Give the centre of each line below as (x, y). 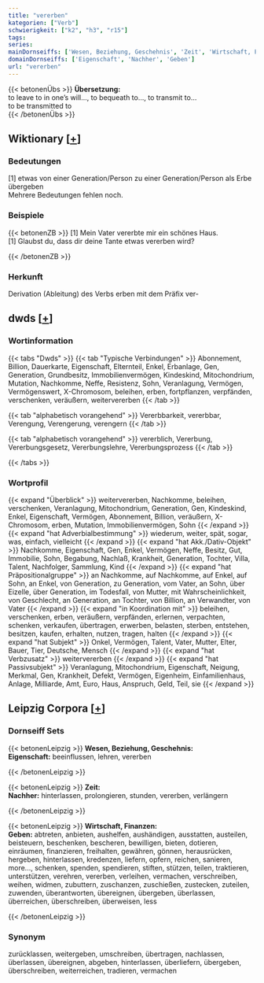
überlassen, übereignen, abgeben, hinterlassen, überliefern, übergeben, (125, 962)
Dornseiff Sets (36, 731)
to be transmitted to (40, 105)
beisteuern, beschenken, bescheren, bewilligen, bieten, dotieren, (113, 842)
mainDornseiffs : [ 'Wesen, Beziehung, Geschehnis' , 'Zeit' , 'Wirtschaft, (130, 52)
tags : (17, 37)
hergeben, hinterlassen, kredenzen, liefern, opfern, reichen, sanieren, (121, 859)
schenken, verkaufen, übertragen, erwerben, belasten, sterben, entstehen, (129, 626)
